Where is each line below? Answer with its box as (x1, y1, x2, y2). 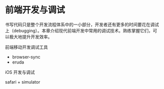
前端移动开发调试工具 (5, 44, 48, 50)
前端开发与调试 (5, 4, 65, 16)
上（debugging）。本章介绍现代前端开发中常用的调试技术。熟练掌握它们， (5, 27, 153, 33)
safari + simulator (5, 79, 41, 85)
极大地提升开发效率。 (9, 34, 52, 40)
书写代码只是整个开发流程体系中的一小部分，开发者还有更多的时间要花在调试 (5, 22, 159, 27)
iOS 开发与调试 (5, 69, 35, 75)
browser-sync (12, 54, 41, 60)
